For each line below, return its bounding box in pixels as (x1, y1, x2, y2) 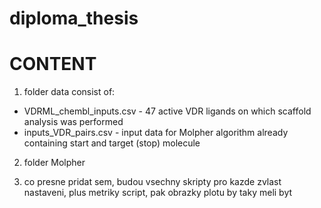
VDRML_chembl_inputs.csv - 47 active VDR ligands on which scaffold (23, 105, 312, 117)
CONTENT (9, 53, 97, 76)
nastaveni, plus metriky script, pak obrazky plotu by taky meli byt (23, 187, 293, 199)
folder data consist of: (23, 86, 116, 98)
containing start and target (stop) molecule (23, 137, 201, 149)
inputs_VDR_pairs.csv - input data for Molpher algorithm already (23, 127, 289, 139)
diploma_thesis (9, 7, 139, 30)
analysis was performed (23, 116, 124, 128)
